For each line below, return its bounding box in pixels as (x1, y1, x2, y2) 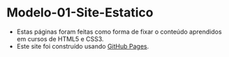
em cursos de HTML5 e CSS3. (16, 34, 104, 43)
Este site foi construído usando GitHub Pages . (16, 42, 149, 50)
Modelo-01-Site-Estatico (6, 5, 154, 21)
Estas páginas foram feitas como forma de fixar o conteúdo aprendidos (16, 27, 222, 36)
